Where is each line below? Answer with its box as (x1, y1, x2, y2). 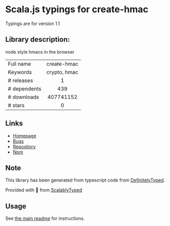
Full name (8, 60, 32, 67)
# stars (8, 102, 25, 109)
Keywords (8, 68, 32, 76)
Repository (12, 143, 36, 149)
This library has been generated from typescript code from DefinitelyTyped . (5, 177, 165, 183)
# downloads (8, 93, 39, 101)
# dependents (8, 85, 42, 92)
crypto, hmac (46, 68, 78, 76)
